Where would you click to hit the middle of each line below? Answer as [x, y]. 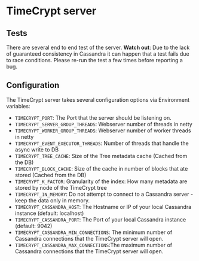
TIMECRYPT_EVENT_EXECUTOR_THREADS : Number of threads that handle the [102, 143]
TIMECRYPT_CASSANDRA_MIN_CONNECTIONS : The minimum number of [94, 232]
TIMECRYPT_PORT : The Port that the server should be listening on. [93, 117]
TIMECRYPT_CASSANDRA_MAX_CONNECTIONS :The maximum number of [94, 245]
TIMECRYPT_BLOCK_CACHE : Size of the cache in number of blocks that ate [101, 168]
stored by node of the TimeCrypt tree [61, 187]
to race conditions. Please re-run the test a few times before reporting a [95, 60]
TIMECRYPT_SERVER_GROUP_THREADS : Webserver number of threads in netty [103, 124]
